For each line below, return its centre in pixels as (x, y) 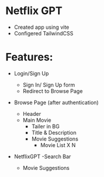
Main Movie (37, 120)
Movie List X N (58, 145)
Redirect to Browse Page (53, 91)
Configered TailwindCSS (44, 33)
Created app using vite (41, 27)
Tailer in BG (46, 126)
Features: (29, 57)
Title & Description (54, 132)
